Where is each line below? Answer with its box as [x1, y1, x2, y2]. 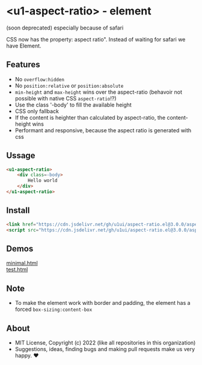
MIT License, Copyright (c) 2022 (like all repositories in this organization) [14, 339, 196, 346]
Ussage [6, 150, 35, 161]
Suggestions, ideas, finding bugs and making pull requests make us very [14, 345, 195, 352]
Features [6, 60, 40, 70]
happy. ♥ [14, 352, 39, 359]
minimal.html [6, 260, 38, 267]
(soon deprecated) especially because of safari [6, 24, 124, 31]
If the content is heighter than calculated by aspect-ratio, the [14, 114, 166, 121]
